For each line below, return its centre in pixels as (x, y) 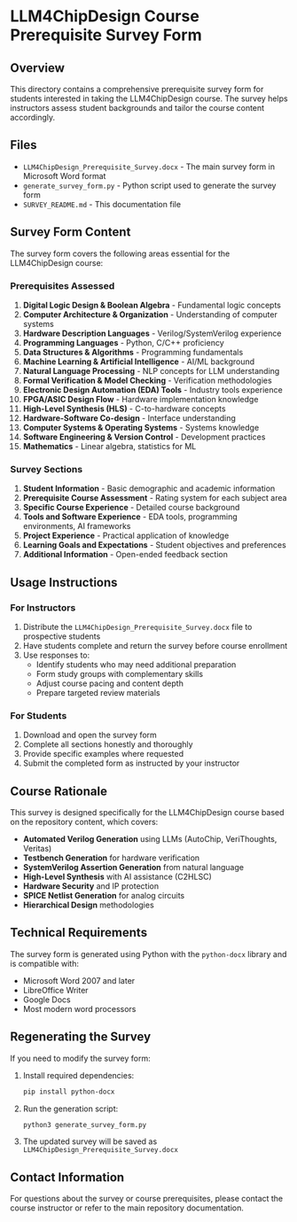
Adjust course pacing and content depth (110, 683)
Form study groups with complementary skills (119, 673)
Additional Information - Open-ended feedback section (125, 555)
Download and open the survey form (90, 735)
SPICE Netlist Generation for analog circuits (104, 896)
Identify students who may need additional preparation (136, 664)
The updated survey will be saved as (90, 1141)
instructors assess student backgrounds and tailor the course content (137, 108)
